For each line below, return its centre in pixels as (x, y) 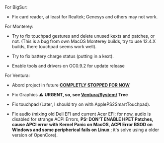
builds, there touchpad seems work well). (54, 46)
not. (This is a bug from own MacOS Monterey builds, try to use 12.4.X (84, 41)
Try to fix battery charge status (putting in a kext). (63, 56)
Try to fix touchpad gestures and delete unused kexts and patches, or (83, 36)
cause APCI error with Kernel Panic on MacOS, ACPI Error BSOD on (82, 124)
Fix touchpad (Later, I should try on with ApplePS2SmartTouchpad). (81, 104)
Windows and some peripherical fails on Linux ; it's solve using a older (85, 130)
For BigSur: (16, 7)
